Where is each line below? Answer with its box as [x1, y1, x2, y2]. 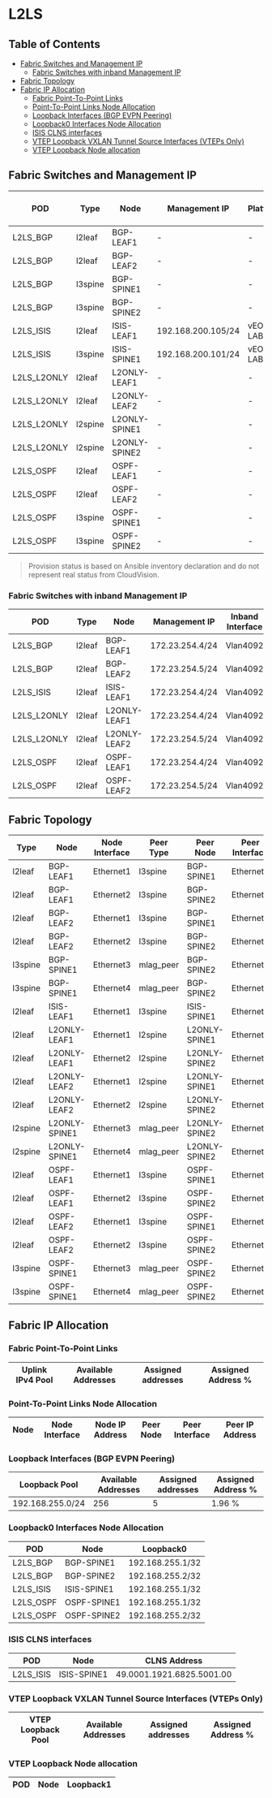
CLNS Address [144, 1654, 203, 1666]
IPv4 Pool [15, 1374, 53, 1385]
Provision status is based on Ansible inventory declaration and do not [28, 561, 260, 571]
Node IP [95, 1419, 126, 1430]
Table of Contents [8, 37, 101, 51]
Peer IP [225, 1419, 254, 1430]
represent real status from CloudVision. [28, 569, 159, 579]
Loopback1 [66, 1779, 112, 1791]
